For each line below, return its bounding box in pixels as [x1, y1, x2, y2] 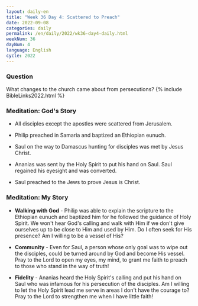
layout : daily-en [6, 8, 49, 15]
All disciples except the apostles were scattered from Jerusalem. [14, 120, 173, 127]
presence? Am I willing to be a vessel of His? [14, 232, 124, 239]
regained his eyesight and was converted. [14, 167, 117, 175]
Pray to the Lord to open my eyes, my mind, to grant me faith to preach [14, 256, 187, 263]
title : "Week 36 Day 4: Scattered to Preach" [6, 14, 120, 20]
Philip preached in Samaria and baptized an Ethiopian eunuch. [14, 131, 166, 139]
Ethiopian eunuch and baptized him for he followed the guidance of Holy [14, 213, 191, 220]
